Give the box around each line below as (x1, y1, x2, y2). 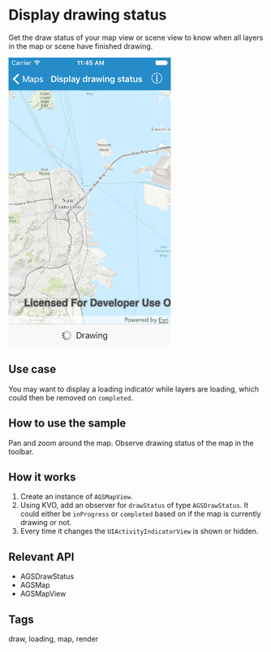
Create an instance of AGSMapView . (19, 492, 133, 501)
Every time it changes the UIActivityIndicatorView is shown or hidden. (19, 527, 259, 536)
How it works (8, 470, 76, 484)
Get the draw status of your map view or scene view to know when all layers (8, 33, 264, 42)
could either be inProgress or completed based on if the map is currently (19, 509, 261, 519)
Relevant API (8, 549, 75, 563)
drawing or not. (19, 518, 72, 527)
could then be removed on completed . (8, 392, 134, 402)
